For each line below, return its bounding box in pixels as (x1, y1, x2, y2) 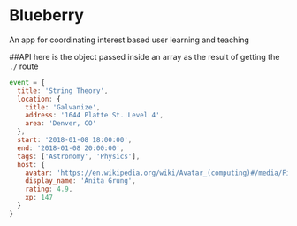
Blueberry (9, 5, 84, 26)
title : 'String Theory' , (17, 86, 109, 95)
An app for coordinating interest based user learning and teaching (9, 34, 250, 45)
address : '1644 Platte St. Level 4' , (25, 111, 164, 120)
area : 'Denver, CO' (25, 119, 97, 128)
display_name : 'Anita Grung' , (25, 177, 137, 185)
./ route (9, 61, 39, 72)
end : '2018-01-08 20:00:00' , (17, 143, 125, 153)
